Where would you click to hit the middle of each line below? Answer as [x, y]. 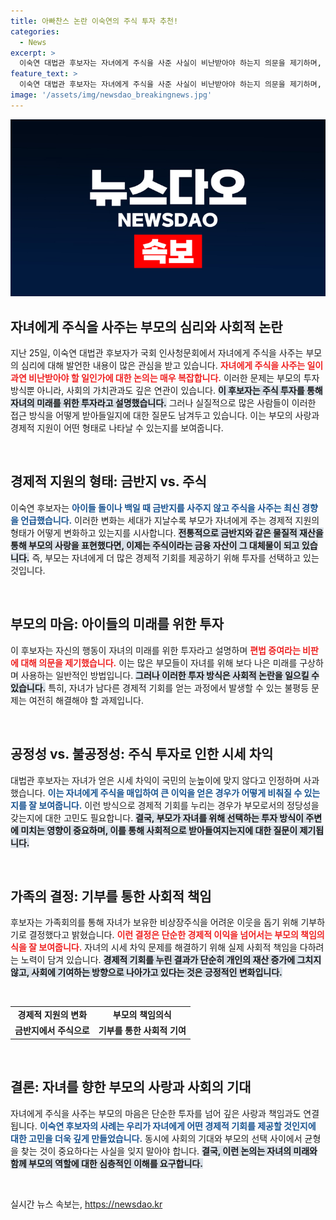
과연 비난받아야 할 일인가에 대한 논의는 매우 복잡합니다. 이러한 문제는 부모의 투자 [165, 378]
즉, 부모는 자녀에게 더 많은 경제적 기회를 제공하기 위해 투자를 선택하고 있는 [175, 557]
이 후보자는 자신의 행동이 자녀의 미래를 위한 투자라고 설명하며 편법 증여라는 [155, 650]
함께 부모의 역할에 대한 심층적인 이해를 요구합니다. [106, 1163]
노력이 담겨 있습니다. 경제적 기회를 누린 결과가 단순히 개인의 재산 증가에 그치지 [171, 960]
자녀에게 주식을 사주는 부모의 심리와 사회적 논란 [146, 326]
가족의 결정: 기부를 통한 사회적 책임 [111, 896]
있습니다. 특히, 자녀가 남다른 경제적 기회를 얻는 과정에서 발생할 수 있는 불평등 [160, 687]
